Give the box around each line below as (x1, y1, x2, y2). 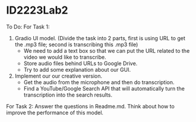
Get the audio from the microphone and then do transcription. (23, 78, 175, 86)
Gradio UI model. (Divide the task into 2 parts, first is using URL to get (14, 34, 186, 41)
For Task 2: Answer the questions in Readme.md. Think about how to (6, 102, 175, 110)
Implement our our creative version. (14, 72, 103, 79)
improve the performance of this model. (6, 109, 104, 116)
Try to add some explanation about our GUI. (23, 66, 131, 73)
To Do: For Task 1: (6, 23, 50, 30)
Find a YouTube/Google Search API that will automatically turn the (23, 85, 185, 92)
